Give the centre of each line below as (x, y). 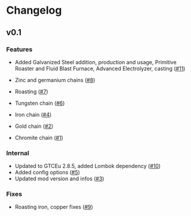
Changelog (34, 10)
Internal (18, 153)
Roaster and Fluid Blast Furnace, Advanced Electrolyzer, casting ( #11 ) (100, 68)
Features (19, 49)
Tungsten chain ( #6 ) (40, 103)
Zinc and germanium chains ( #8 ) (55, 80)
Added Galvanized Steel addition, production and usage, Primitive (96, 62)
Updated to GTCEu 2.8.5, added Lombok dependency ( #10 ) (88, 166)
